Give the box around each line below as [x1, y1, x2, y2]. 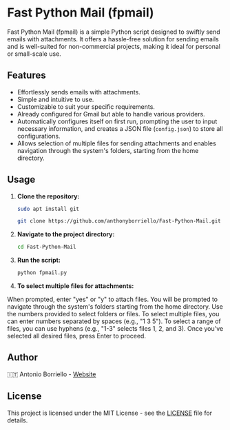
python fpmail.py [17, 269, 67, 276]
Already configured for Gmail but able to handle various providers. [17, 110, 205, 118]
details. [7, 416, 28, 424]
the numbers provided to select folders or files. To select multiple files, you [7, 310, 220, 318]
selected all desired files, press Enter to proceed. [7, 332, 147, 340]
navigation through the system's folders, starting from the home [17, 146, 199, 154]
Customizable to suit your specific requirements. [17, 102, 155, 111]
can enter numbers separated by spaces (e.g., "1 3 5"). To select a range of [7, 317, 222, 325]
